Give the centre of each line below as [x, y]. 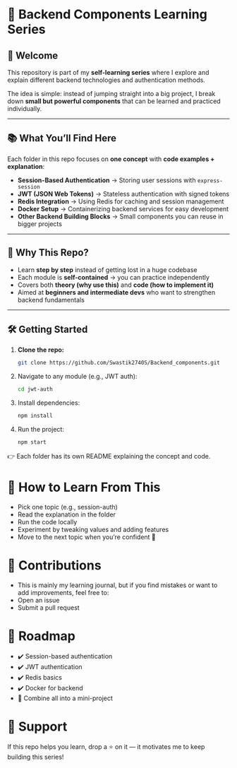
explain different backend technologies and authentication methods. [107, 80]
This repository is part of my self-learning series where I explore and [108, 72]
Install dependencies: [49, 403]
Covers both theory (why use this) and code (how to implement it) [115, 285]
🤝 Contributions [54, 566]
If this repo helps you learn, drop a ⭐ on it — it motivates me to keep [106, 746]
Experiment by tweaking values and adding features [93, 529]
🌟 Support [37, 726]
